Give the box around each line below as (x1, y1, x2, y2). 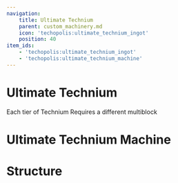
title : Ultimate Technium (19, 17, 94, 23)
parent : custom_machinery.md (19, 23, 103, 30)
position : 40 (19, 36, 57, 43)
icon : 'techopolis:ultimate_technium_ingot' (19, 29, 149, 37)
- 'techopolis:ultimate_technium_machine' (19, 55, 143, 62)
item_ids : (6, 42, 35, 49)
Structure (6, 164, 63, 180)
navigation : (6, 10, 41, 17)
